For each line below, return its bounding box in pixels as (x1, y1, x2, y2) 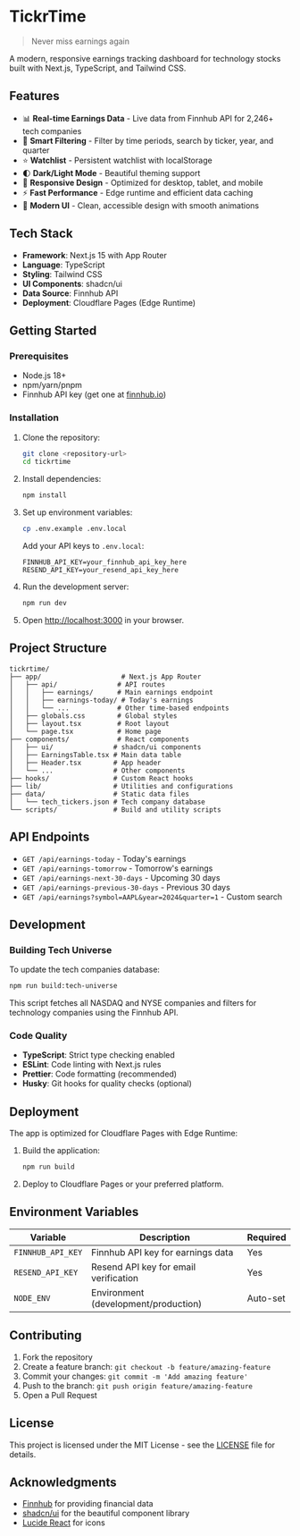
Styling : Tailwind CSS (21, 268, 103, 279)
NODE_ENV (13, 1293, 51, 1303)
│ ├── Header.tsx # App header (9, 758, 162, 767)
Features (9, 89, 60, 104)
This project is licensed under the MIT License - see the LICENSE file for (9, 1439, 275, 1450)
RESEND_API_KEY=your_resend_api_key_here (21, 566, 179, 575)
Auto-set (246, 1292, 286, 1304)
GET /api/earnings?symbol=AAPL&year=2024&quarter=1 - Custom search (21, 891, 283, 902)
